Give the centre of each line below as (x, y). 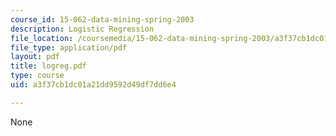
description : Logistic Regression (82, 29)
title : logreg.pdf (48, 66)
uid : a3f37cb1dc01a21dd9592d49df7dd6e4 (93, 85)
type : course (37, 76)
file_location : (42, 38)
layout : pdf (35, 57)
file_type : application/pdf (69, 47)
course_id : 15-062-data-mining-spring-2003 (102, 19)
